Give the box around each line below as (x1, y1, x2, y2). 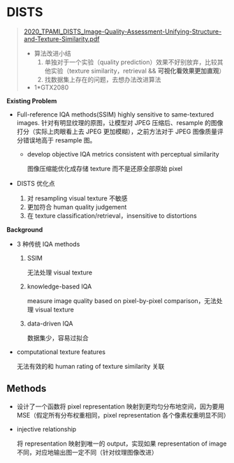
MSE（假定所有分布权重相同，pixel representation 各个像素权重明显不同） (16, 411, 230, 419)
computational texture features (16, 347, 106, 356)
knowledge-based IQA (27, 282, 92, 291)
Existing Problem (6, 96, 57, 105)
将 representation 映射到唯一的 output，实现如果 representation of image (16, 439, 227, 448)
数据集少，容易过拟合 (27, 333, 89, 342)
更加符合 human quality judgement (27, 203, 127, 211)
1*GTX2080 (34, 83, 69, 91)
